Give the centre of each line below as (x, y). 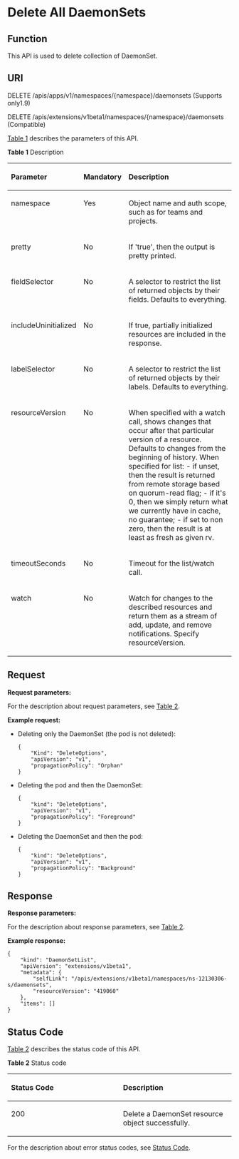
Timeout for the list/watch (171, 563)
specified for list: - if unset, (174, 466)
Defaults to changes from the (177, 448)
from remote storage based (174, 484)
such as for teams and (165, 212)
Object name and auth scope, (178, 203)
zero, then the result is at (170, 529)
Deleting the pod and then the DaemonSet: (80, 785)
